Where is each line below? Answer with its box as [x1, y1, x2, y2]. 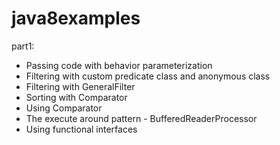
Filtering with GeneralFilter [25, 80, 136, 92]
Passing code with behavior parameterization [25, 59, 213, 71]
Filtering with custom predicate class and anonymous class [25, 70, 271, 82]
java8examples [11, 7, 141, 30]
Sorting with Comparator [25, 91, 128, 103]
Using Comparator [25, 102, 103, 114]
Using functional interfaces [25, 123, 138, 135]
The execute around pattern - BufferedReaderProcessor [25, 112, 258, 124]
